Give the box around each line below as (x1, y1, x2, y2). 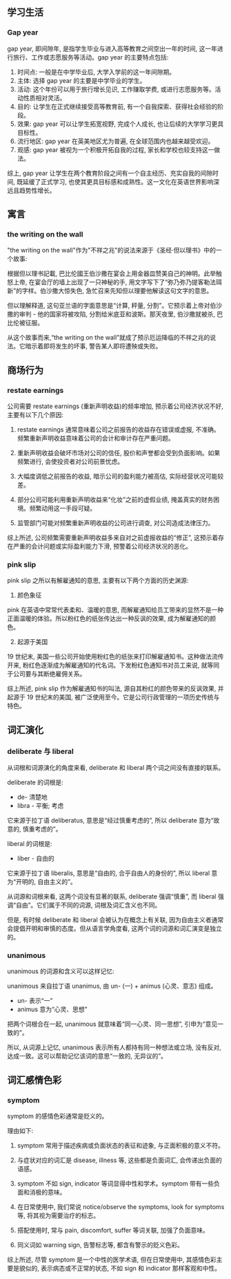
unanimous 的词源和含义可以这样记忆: (7, 967, 115, 975)
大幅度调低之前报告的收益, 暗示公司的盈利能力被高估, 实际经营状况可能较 (17, 472, 224, 481)
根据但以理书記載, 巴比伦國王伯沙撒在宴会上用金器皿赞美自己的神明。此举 (7, 269, 216, 278)
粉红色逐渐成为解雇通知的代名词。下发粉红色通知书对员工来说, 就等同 (22, 661, 219, 670)
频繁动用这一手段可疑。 (29, 504, 97, 513)
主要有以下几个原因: (7, 411, 64, 419)
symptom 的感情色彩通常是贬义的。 (7, 1112, 108, 1121)
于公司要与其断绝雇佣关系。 (7, 670, 86, 678)
